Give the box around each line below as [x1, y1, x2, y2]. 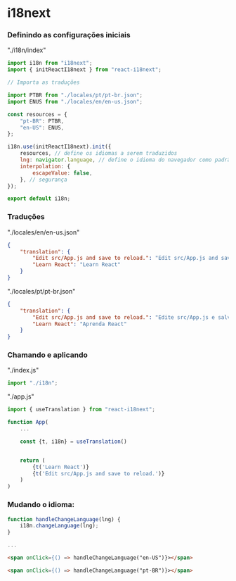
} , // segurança [20, 176, 68, 183]
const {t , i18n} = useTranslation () [20, 438, 128, 445]
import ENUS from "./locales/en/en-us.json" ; [7, 98, 143, 105]
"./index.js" [7, 366, 39, 375]
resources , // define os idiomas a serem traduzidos [20, 150, 178, 157]
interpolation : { [20, 163, 71, 170]
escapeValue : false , [32, 169, 93, 177]
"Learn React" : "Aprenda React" [32, 320, 128, 327]
